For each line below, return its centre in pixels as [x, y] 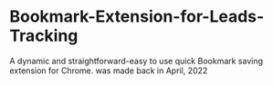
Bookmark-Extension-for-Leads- [137, 17]
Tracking [44, 36]
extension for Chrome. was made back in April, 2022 [109, 71]
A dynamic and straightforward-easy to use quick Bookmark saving [136, 61]
